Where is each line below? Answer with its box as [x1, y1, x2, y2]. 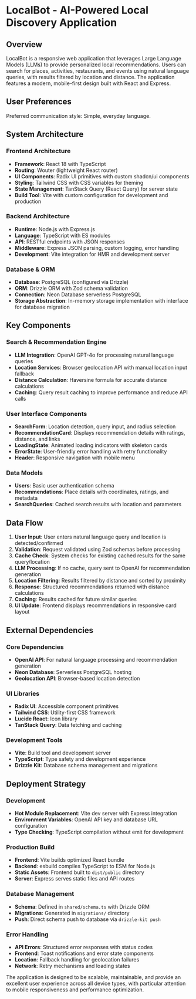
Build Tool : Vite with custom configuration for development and [14, 191, 168, 198]
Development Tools [6, 736, 63, 744]
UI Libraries [6, 689, 40, 697]
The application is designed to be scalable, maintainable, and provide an [6, 974, 181, 981]
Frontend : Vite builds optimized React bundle [14, 856, 124, 863]
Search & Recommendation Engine [6, 338, 107, 346]
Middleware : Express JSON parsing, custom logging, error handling [14, 244, 179, 251]
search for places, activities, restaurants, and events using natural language [6, 67, 190, 74]
